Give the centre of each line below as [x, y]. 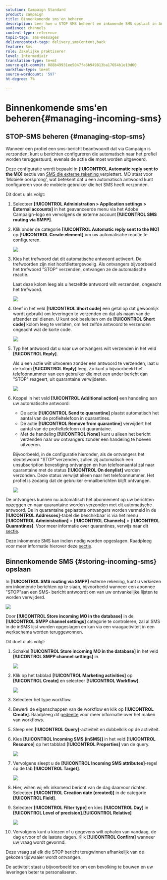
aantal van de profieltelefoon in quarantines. [65, 418]
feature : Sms [19, 47]
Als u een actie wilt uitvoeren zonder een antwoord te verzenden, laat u [86, 363]
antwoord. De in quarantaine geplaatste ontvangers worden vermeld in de [81, 510]
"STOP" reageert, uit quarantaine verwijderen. [60, 379]
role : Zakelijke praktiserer [36, 51]
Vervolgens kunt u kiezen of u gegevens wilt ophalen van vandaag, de [84, 831]
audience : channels [26, 28]
